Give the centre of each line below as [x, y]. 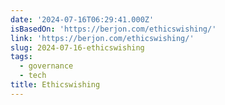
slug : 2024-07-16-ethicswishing [77, 47]
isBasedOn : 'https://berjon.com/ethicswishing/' [113, 29]
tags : [21, 57]
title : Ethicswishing [55, 85]
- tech [33, 76]
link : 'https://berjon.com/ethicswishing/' [102, 38]
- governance [46, 66]
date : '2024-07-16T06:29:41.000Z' [82, 19]
